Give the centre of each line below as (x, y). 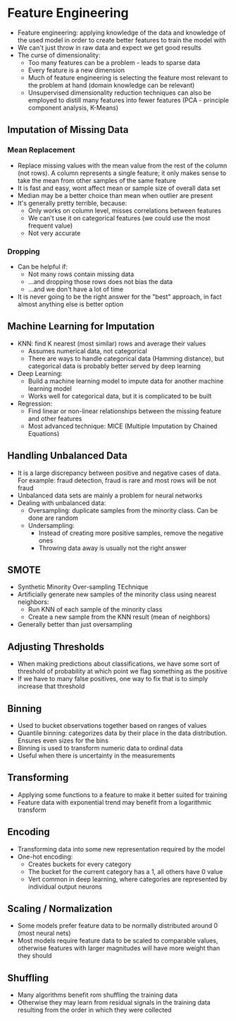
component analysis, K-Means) (73, 107)
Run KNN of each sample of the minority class (95, 610)
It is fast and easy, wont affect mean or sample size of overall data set (119, 188)
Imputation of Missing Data (68, 130)
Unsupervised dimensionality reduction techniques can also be (119, 93)
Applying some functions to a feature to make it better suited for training (122, 795)
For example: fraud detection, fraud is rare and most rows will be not (117, 480)
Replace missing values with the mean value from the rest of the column (122, 165)
